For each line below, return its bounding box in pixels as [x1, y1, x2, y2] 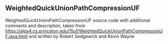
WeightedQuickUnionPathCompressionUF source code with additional [5, 17, 150, 23]
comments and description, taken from [5, 22, 85, 28]
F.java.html [5, 33, 28, 39]
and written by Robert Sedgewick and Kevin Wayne [29, 33, 134, 39]
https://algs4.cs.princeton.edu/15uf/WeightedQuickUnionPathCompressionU [5, 27, 163, 34]
